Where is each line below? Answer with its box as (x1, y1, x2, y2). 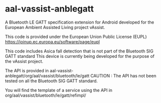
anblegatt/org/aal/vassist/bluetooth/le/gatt (5, 73, 89, 78)
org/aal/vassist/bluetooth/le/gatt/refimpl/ (5, 92, 86, 98)
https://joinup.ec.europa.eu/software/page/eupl (5, 39, 100, 44)
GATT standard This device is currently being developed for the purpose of (5, 53, 155, 59)
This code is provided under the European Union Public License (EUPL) (5, 34, 147, 39)
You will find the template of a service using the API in (5, 87, 113, 93)
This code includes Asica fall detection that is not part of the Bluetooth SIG (5, 48, 154, 54)
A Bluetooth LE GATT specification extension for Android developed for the (5, 19, 155, 25)
